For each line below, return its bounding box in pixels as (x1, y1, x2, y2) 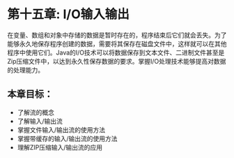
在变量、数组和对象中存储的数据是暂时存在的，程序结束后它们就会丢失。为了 (7, 31, 227, 39)
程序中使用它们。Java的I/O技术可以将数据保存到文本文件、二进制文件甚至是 (7, 48, 225, 57)
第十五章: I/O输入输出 (7, 6, 130, 22)
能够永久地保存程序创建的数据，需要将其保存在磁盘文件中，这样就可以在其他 (7, 39, 227, 48)
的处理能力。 (7, 66, 44, 74)
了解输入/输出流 (17, 117, 63, 125)
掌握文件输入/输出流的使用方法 (17, 125, 106, 134)
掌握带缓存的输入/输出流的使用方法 (17, 134, 118, 143)
